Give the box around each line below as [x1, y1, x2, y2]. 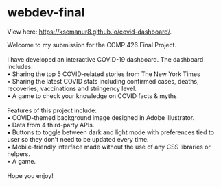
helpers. [7, 149, 31, 158]
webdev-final [7, 5, 85, 21]
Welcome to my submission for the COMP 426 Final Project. [7, 40, 177, 49]
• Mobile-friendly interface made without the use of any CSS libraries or [7, 142, 211, 151]
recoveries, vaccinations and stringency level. [7, 84, 137, 92]
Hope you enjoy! [7, 171, 54, 179]
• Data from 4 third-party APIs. [7, 121, 95, 129]
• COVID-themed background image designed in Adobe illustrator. [7, 113, 195, 121]
